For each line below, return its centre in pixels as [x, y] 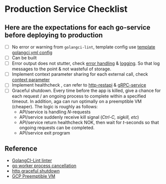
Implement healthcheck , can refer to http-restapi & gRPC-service [79, 85]
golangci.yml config [32, 52]
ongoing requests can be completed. [57, 128]
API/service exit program [45, 133]
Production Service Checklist [66, 9]
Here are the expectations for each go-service [78, 27]
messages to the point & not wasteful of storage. [61, 69]
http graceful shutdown [36, 171]
